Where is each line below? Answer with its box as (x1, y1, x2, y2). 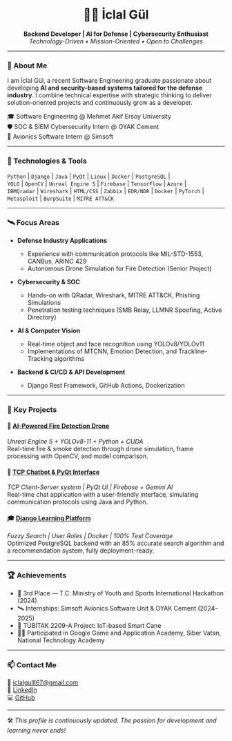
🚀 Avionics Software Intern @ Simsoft (7, 132, 114, 141)
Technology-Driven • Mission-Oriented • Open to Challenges (28, 37, 204, 45)
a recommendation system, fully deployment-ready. (7, 546, 155, 555)
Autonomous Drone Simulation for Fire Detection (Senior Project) (27, 264, 212, 273)
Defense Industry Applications (17, 236, 108, 244)
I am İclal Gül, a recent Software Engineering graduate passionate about (7, 77, 212, 85)
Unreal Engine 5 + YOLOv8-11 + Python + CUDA (7, 437, 144, 445)
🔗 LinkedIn (7, 685, 37, 693)
